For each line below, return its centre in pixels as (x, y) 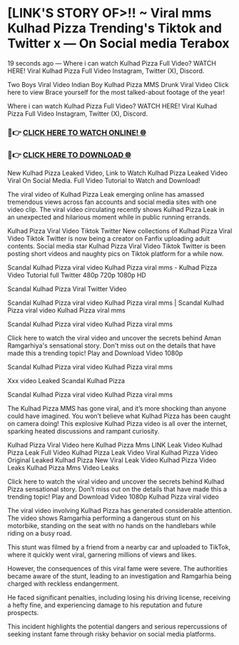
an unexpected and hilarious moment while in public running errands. (109, 217)
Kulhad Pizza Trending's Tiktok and (115, 28)
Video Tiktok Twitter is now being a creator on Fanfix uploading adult (109, 239)
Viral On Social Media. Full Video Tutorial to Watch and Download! (104, 181)
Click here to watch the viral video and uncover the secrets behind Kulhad (116, 482)
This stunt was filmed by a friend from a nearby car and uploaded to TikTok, (119, 547)
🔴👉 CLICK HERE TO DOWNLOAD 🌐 (70, 155)
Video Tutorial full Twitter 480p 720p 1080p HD (77, 275)
